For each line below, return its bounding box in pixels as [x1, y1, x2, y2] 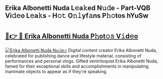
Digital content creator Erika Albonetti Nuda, [68, 48, 158, 53]
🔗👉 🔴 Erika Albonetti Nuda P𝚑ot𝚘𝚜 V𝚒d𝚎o [5, 32, 138, 40]
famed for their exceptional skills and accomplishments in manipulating [5, 63, 149, 69]
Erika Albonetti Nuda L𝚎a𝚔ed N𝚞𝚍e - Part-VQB [5, 4, 151, 12]
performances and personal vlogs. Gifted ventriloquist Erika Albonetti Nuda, [5, 58, 159, 64]
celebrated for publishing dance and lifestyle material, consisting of [5, 53, 141, 58]
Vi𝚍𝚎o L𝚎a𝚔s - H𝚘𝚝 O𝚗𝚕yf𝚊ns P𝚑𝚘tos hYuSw [5, 12, 149, 20]
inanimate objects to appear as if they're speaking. [5, 69, 108, 74]
